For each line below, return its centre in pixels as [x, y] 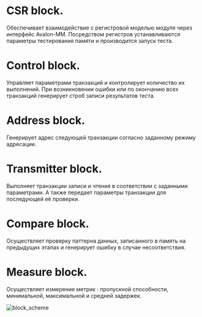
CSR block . [35, 11]
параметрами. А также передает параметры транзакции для [86, 192]
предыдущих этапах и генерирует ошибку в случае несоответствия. [96, 247]
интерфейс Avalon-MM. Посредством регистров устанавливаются [93, 34]
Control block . [43, 66]
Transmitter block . [54, 169]
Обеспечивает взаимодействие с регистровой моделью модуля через [99, 28]
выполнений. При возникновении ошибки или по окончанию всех [92, 89]
